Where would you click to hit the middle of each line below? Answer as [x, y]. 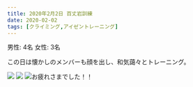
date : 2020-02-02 [32, 20]
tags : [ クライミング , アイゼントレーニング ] [63, 26]
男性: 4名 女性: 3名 [34, 47]
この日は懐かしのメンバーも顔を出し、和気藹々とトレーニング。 [99, 62]
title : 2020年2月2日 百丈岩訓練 [50, 14]
